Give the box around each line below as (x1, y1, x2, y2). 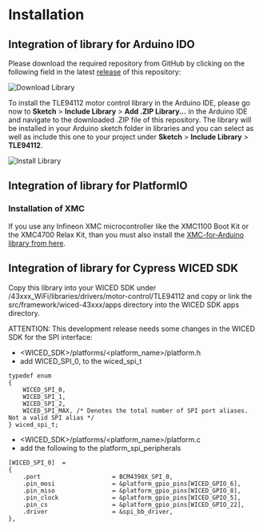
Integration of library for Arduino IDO (8, 38, 195, 51)
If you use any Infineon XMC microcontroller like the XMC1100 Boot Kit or (8, 221, 249, 231)
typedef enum (8, 372, 52, 380)
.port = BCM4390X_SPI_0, (22, 472, 173, 480)
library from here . (8, 238, 66, 248)
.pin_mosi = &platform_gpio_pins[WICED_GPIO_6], (22, 480, 241, 488)
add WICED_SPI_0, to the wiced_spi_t (19, 356, 142, 365)
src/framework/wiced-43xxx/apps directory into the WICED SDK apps (8, 300, 240, 309)
